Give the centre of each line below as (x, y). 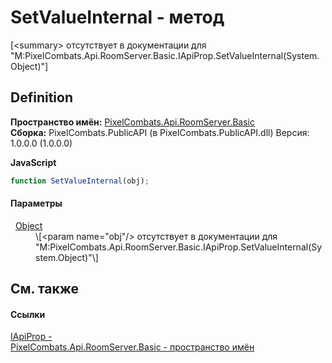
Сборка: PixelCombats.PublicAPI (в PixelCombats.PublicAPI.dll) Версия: (160, 132)
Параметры (36, 203)
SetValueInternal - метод (117, 17)
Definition (41, 97)
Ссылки (28, 314)
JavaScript (33, 162)
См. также (45, 289)
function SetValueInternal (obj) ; (80, 181)
